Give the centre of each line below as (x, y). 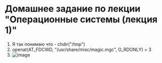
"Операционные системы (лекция (81, 19)
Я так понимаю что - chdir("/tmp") (48, 44)
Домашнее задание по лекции (73, 9)
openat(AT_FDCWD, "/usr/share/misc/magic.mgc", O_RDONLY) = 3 (82, 49)
